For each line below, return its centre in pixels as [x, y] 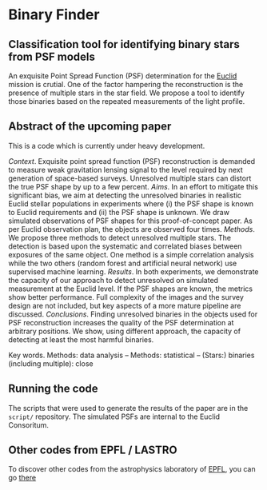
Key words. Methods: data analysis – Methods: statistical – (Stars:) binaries [132, 355]
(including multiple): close [51, 363]
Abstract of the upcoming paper [90, 127]
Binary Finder [54, 15]
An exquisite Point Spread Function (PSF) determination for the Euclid [123, 76]
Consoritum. [29, 424]
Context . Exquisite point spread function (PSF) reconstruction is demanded [132, 161]
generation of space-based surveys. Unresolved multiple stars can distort [130, 178]
